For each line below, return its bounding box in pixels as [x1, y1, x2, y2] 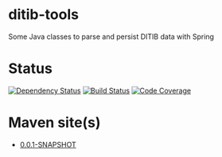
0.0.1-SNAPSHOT [19, 140, 77, 149]
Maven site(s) [8, 113, 101, 132]
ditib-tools [8, 6, 80, 24]
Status [8, 59, 53, 78]
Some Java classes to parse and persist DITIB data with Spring [8, 32, 215, 41]
